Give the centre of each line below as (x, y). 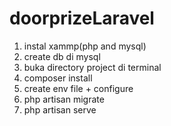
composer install (58, 78)
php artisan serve (60, 109)
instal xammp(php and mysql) (85, 46)
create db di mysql (62, 56)
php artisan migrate (64, 99)
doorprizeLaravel (82, 18)
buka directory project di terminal (92, 67)
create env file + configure (78, 88)
